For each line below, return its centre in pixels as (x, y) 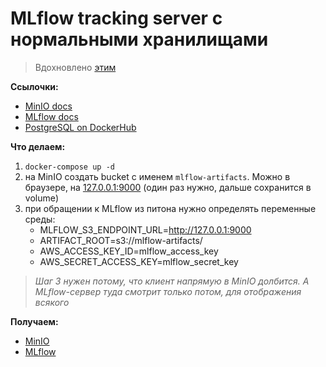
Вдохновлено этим (75, 67)
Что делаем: (38, 146)
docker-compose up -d (69, 167)
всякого (52, 302)
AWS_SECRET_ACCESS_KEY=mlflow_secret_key (139, 261)
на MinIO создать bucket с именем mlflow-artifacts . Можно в (157, 176)
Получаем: (34, 321)
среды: (40, 219)
